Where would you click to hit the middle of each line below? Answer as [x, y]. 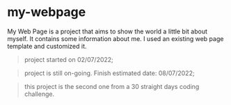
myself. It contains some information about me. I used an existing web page [115, 38]
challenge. [39, 94]
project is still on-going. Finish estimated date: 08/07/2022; [109, 73]
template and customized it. [47, 46]
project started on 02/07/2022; [69, 59]
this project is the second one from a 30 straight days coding [112, 86]
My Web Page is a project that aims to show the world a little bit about [107, 31]
